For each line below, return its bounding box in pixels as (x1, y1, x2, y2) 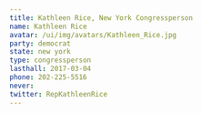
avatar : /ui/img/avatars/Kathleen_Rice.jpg (9, 30, 177, 39)
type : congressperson (9, 56, 92, 65)
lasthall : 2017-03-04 (9, 65, 92, 74)
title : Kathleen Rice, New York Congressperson (9, 13, 194, 23)
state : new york (9, 47, 71, 56)
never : (9, 81, 35, 90)
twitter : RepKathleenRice (9, 89, 107, 98)
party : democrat (9, 38, 71, 48)
